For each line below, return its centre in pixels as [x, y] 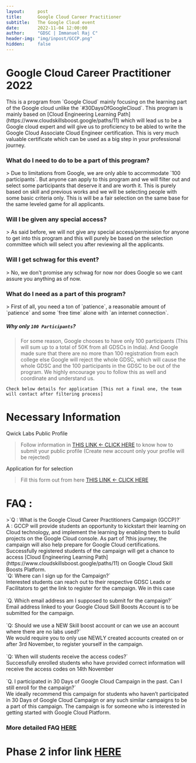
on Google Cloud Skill [147, 563]
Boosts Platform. [26, 569]
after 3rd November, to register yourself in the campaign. [75, 644]
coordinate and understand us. [57, 378]
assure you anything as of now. [44, 279]
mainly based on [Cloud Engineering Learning [61, 114]
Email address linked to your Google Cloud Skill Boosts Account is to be [92, 607]
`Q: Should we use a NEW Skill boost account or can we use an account [93, 625]
